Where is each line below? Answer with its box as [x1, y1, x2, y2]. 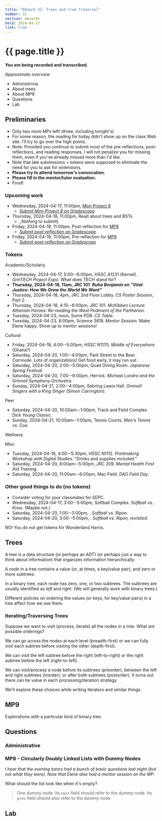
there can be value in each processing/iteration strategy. [5, 677, 118, 683]
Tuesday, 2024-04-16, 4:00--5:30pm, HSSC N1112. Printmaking [12, 451, 139, 456]
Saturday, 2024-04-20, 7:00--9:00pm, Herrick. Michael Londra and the [12, 373, 155, 379]
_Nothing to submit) [19, 219, 59, 225]
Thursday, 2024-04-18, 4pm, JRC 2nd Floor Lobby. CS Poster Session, [12, 292, 154, 298]
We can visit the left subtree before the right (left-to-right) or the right [5, 652, 144, 658]
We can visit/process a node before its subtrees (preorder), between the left [5, 667, 157, 673]
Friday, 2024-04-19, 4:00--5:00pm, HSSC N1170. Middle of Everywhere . [12, 342, 156, 348]
